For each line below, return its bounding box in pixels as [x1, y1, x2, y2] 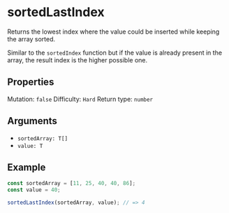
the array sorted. [7, 34, 56, 43]
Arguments [7, 115, 58, 127]
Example [7, 161, 46, 173]
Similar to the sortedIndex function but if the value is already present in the [7, 48, 222, 57]
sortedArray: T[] [17, 135, 68, 142]
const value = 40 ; [7, 186, 61, 193]
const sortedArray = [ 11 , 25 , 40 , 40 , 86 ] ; [7, 180, 136, 187]
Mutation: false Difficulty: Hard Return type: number [7, 95, 154, 103]
